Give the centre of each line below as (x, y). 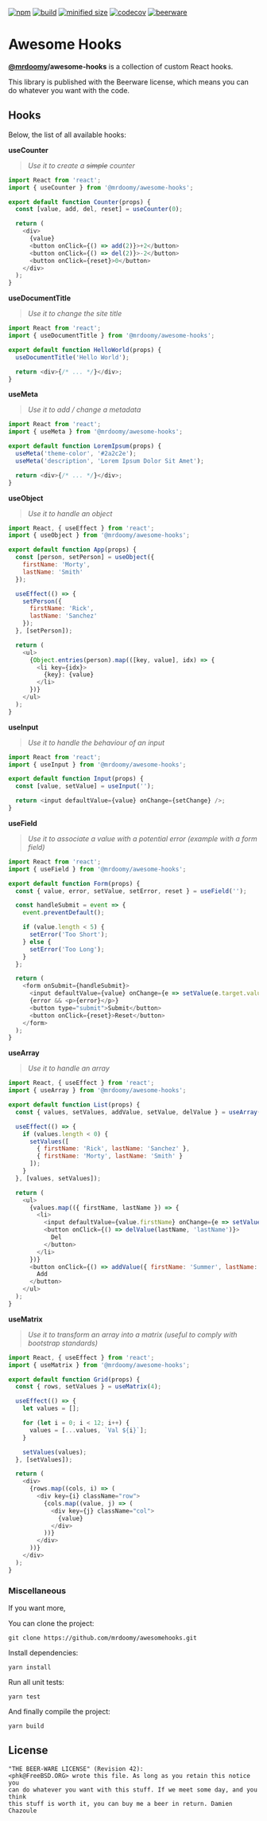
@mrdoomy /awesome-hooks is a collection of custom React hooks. (121, 66)
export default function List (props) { (74, 1105)
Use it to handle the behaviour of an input (96, 742)
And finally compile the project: (60, 1711)
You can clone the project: (51, 1623)
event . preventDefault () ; (64, 913)
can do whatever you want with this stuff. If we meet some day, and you (133, 1790)
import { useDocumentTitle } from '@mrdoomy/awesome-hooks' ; (112, 335)
